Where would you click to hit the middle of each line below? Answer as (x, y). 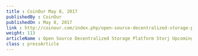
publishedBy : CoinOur (34, 17)
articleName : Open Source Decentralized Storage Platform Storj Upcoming (100, 38)
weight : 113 (21, 33)
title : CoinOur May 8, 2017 (42, 11)
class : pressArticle (33, 44)
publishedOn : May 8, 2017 (39, 22)
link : (14, 28)
